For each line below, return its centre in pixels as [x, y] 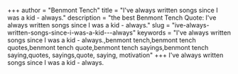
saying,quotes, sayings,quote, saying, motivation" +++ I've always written [115, 55]
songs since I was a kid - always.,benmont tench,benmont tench [102, 40]
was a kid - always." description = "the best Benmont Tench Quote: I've [112, 18]
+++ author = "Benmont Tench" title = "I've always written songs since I [113, 10]
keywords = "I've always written [184, 32]
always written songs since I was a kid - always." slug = [89, 25]
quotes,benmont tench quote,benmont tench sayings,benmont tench [108, 48]
